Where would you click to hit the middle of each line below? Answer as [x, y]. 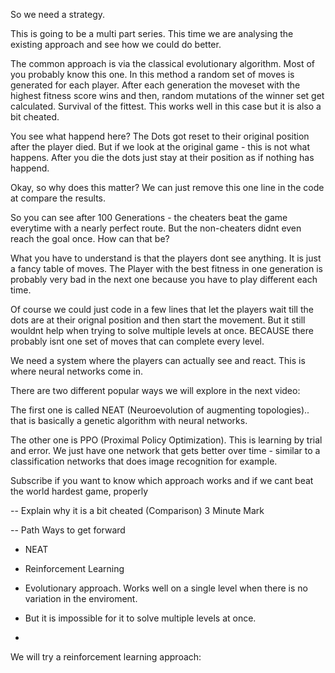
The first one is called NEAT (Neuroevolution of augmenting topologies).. [160, 410]
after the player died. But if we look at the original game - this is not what [160, 147]
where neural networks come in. [76, 371]
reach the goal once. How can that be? [90, 238]
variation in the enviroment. [81, 598]
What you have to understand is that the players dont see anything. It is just [166, 258]
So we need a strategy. [58, 14]
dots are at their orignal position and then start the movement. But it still [158, 320]
